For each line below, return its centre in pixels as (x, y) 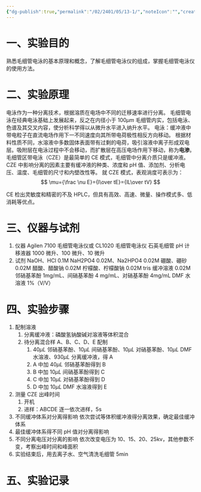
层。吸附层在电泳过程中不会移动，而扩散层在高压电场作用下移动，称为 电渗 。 (100, 149)
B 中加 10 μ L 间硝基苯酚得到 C (69, 372)
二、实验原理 (38, 95)
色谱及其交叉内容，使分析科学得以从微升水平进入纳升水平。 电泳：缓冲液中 (99, 127)
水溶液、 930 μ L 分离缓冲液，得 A (73, 357)
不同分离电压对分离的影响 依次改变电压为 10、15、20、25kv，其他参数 (102, 439)
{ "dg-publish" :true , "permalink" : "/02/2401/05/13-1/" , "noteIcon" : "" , (93, 12)
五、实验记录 (38, 480)
